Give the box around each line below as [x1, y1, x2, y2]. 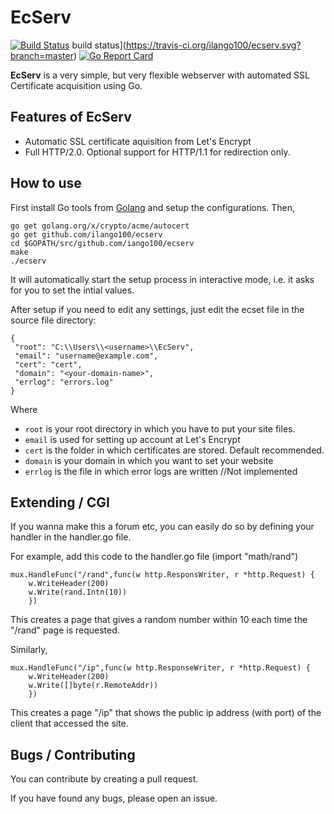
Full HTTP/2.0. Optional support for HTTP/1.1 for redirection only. [24, 146, 291, 158]
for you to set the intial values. [10, 284, 135, 296]
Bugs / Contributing [10, 746, 136, 763]
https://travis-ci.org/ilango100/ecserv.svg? [125, 39, 302, 51]
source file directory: [10, 314, 97, 326]
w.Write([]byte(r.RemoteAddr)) [28, 681, 159, 691]
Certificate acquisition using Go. [10, 79, 143, 91]
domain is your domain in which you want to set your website [24, 454, 274, 466]
